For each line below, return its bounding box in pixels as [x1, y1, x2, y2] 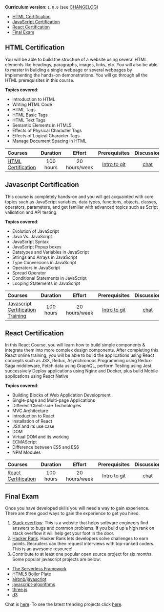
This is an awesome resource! [12, 546, 73, 552]
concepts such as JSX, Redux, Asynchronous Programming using [5, 358, 137, 364]
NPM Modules [12, 449, 41, 455]
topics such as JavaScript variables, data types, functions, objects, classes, [5, 198, 158, 205]
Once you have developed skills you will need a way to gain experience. [5, 505, 150, 511]
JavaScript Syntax [12, 239, 49, 245]
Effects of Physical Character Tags [12, 127, 82, 133]
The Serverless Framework [12, 566, 67, 572]
